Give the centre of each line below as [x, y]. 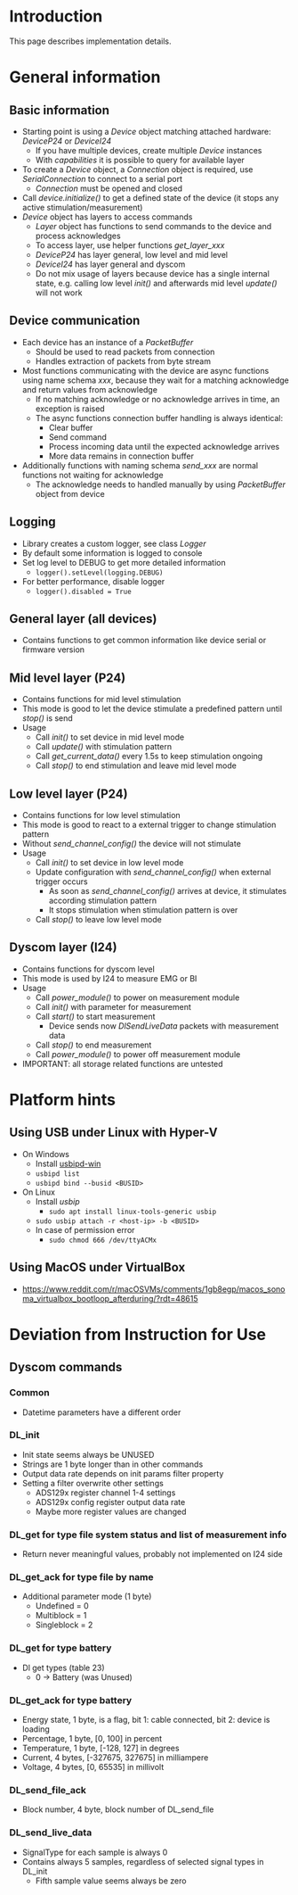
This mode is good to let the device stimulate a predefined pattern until [152, 709]
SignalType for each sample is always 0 [95, 1852]
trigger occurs [61, 881]
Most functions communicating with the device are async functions [145, 370]
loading [36, 1729]
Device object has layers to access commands [107, 217]
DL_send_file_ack [48, 1790]
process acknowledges [78, 236]
